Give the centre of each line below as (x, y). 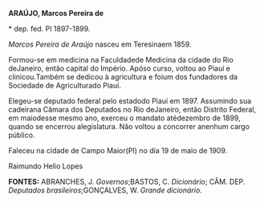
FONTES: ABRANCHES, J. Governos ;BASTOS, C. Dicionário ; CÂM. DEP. (127, 182)
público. (22, 135)
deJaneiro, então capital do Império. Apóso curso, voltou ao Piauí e (120, 68)
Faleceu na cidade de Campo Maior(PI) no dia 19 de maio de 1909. (118, 150)
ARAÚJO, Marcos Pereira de (56, 13)
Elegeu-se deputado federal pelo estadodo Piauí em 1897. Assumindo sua (130, 101)
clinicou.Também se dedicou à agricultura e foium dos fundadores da (123, 77)
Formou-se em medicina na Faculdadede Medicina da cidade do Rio (121, 60)
